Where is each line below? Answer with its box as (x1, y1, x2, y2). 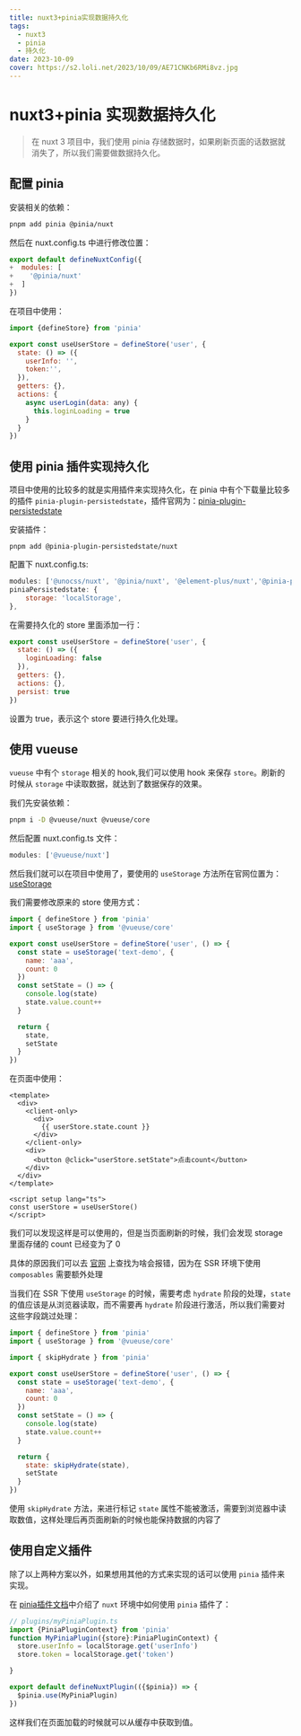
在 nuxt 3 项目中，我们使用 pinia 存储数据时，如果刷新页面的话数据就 (30, 136, 286, 146)
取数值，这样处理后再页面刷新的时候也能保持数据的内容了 (9, 1514, 221, 1525)
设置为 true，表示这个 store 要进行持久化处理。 (9, 713, 184, 724)
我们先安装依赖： (9, 798, 73, 808)
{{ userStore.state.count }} (41, 1123, 150, 1132)
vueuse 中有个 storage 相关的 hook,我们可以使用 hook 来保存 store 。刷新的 (9, 767, 285, 778)
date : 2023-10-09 (9, 55, 74, 64)
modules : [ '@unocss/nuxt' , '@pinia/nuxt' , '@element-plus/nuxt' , (9, 577, 258, 586)
